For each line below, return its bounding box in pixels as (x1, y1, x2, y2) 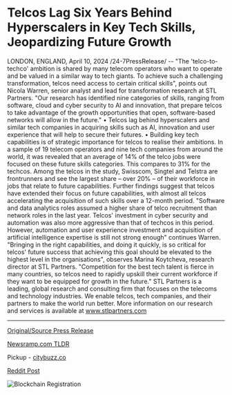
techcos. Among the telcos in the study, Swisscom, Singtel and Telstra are (7, 167, 218, 175)
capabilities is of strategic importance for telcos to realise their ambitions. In (7, 137, 223, 146)
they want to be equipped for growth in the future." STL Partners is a (7, 277, 202, 285)
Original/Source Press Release (7, 326, 94, 334)
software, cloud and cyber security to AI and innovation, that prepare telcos (7, 101, 222, 109)
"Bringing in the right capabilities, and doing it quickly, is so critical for (7, 240, 206, 249)
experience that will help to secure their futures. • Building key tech (7, 130, 199, 139)
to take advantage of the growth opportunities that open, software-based (7, 108, 215, 117)
